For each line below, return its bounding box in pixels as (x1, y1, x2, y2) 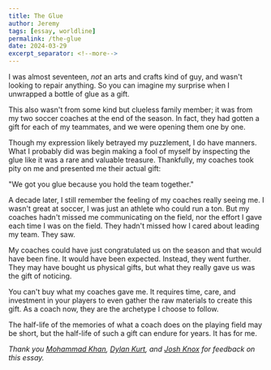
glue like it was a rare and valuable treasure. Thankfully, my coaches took (8, 155, 254, 165)
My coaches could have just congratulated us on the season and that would (8, 245, 262, 255)
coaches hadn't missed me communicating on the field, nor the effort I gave (8, 213, 262, 222)
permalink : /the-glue (8, 34, 82, 43)
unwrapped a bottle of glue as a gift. (8, 89, 130, 98)
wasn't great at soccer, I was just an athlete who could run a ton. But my (8, 204, 250, 213)
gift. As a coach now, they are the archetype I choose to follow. (8, 304, 219, 313)
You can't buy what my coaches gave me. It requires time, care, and (8, 287, 236, 296)
